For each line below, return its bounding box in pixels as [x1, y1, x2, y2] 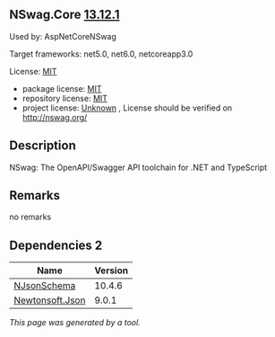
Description [9, 138, 76, 154]
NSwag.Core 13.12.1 [9, 7, 120, 22]
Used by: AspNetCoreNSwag [9, 31, 116, 41]
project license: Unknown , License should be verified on [21, 102, 233, 113]
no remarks [9, 211, 52, 223]
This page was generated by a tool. [9, 317, 141, 328]
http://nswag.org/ [21, 111, 88, 122]
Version [93, 264, 128, 277]
